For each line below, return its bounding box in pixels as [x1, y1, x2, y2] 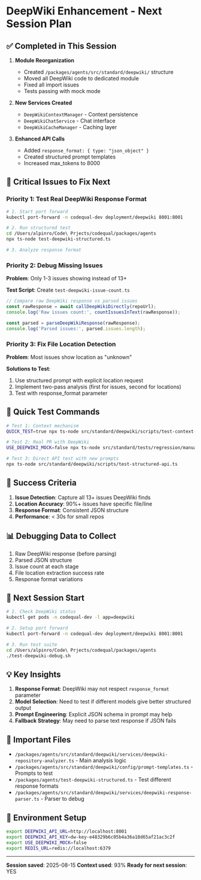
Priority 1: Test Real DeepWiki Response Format [6, 195, 147, 203]
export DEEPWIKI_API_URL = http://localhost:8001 [6, 828, 127, 834]
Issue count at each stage [14, 562, 79, 570]
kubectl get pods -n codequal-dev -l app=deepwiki [6, 614, 135, 621]
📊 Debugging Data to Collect [6, 531, 117, 541]
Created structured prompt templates [23, 153, 116, 160]
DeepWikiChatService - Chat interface [23, 117, 115, 124]
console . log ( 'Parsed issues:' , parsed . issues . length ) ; [6, 325, 146, 331]
